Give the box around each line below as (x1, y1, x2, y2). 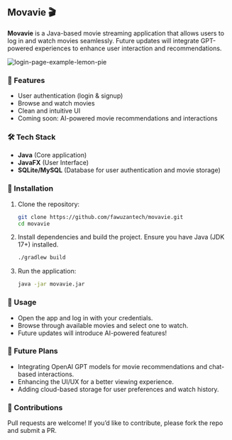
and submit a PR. (7, 427, 57, 435)
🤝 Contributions (7, 402, 63, 412)
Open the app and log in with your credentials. (17, 313, 153, 322)
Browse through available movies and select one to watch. (17, 321, 189, 329)
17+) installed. (17, 240, 59, 249)
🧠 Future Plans (7, 346, 58, 356)
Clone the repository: (17, 200, 80, 208)
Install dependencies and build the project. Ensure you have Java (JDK (17, 233, 225, 242)
